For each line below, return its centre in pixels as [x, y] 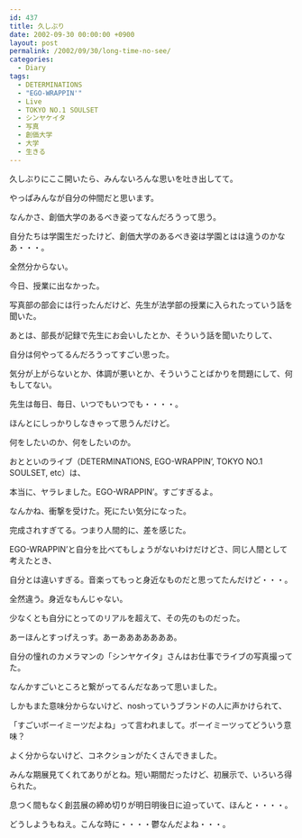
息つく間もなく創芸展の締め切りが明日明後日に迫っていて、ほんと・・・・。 [151, 805]
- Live [30, 101]
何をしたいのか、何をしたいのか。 [73, 442]
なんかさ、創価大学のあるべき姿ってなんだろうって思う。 [115, 216]
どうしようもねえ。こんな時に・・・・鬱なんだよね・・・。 [120, 824]
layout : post [34, 43]
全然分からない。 [41, 266]
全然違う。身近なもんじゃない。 [69, 598]
